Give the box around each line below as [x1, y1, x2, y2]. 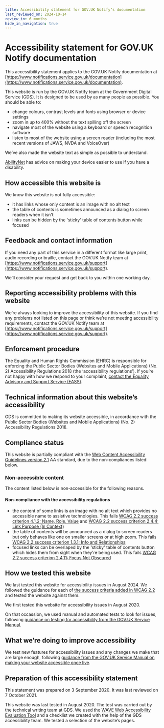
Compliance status [5, 438, 64, 447]
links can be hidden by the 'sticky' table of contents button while [12, 217, 143, 223]
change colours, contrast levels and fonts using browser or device [12, 109, 146, 115]
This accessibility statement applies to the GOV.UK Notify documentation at [5, 69, 158, 75]
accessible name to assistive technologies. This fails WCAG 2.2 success [12, 513, 158, 519]
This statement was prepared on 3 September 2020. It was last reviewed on [5, 687, 158, 693]
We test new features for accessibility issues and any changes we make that [5, 649, 159, 655]
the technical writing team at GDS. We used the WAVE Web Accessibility [5, 707, 151, 713]
